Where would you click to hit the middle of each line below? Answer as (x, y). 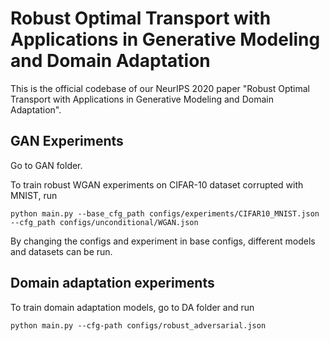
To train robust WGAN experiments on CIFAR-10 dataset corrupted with (157, 184)
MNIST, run (34, 195)
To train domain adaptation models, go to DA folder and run (132, 307)
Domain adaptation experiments (112, 283)
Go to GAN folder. (46, 165)
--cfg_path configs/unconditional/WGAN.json (104, 222)
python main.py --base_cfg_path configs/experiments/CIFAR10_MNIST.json (165, 213)
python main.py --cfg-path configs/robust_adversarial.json (138, 325)
